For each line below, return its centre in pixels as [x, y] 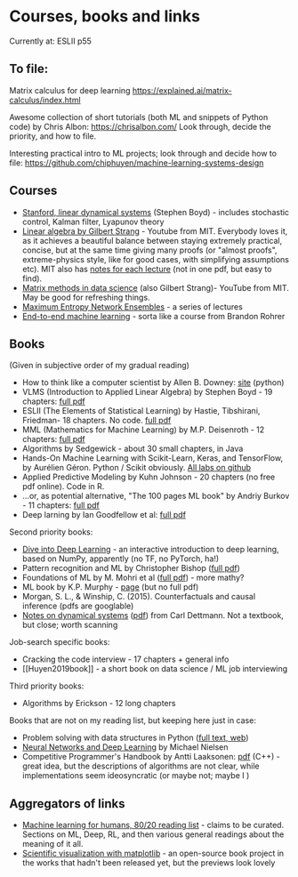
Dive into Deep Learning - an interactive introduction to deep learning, [150, 550]
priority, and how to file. [53, 136]
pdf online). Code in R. [63, 487]
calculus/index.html [45, 100]
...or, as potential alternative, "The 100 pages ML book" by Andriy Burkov [156, 496]
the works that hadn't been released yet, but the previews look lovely [149, 863]
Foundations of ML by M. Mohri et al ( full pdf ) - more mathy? [133, 578]
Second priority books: [51, 532]
